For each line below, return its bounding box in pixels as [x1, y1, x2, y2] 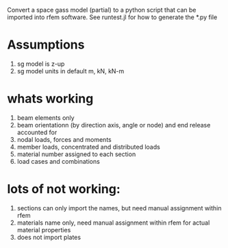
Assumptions [7, 37, 85, 53]
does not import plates [16, 233, 81, 241]
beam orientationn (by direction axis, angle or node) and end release [16, 121, 211, 129]
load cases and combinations [16, 157, 101, 165]
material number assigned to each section [16, 150, 136, 158]
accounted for [16, 128, 58, 136]
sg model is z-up [16, 60, 65, 68]
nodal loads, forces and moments [16, 135, 112, 143]
